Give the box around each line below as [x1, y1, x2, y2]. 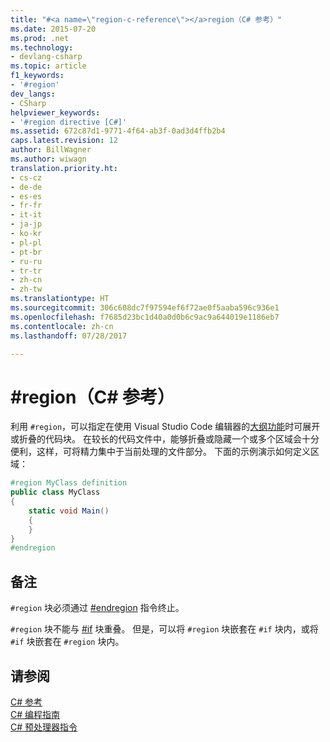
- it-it [10, 210, 43, 220]
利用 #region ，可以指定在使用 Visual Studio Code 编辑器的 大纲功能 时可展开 [10, 421, 321, 433]
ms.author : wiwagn [10, 154, 87, 164]
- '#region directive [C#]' [10, 117, 128, 127]
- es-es [10, 191, 43, 201]
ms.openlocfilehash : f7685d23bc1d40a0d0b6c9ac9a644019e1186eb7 [10, 312, 280, 322]
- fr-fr [10, 201, 43, 211]
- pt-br [10, 247, 43, 257]
